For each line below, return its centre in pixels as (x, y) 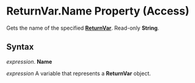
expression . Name (29, 61)
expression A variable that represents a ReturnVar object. (79, 73)
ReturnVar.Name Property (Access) (98, 11)
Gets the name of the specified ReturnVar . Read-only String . (83, 28)
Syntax (20, 47)
